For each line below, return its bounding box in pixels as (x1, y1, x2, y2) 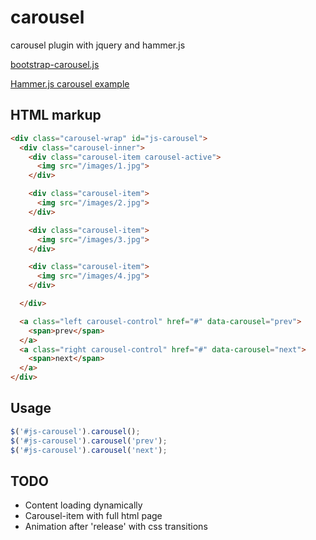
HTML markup (10, 107, 102, 124)
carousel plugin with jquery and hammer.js (10, 39, 186, 51)
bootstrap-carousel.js (10, 58, 100, 70)
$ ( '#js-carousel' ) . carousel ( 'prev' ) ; (10, 436, 168, 446)
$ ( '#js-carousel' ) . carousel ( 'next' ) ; (10, 445, 168, 455)
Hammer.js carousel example (10, 77, 130, 90)
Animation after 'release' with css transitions (24, 521, 208, 533)
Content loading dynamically (24, 499, 143, 511)
